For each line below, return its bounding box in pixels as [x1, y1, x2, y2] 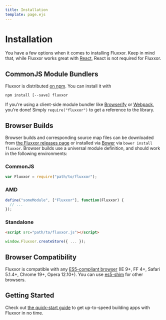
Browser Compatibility [5, 253, 76, 261]
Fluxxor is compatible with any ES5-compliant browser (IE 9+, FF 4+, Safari [5, 266, 160, 272]
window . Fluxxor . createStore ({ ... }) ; [5, 239, 86, 244]
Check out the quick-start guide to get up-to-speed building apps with [5, 304, 150, 310]
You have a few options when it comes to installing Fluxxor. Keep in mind [5, 50, 155, 56]
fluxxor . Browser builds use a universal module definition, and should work [5, 145, 160, 151]
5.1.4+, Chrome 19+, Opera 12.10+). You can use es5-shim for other [5, 271, 143, 277]
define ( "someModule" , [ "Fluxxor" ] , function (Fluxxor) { [5, 197, 124, 202]
